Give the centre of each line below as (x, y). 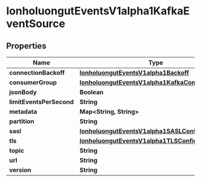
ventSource (36, 24)
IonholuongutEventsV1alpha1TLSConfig (139, 141)
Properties (26, 46)
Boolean (92, 92)
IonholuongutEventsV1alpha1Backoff (135, 73)
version (20, 170)
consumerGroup (33, 82)
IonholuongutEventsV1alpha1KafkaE (98, 11)
